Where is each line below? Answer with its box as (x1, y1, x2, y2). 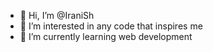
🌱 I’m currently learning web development (19, 31, 193, 42)
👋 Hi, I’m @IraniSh (19, 10, 95, 21)
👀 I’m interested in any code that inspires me (19, 20, 203, 32)
